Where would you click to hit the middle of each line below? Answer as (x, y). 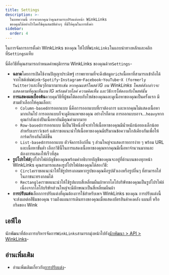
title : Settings (22, 10)
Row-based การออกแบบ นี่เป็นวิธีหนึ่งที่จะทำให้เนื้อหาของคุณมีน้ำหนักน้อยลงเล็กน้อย (90, 125)
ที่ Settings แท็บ (19, 53)
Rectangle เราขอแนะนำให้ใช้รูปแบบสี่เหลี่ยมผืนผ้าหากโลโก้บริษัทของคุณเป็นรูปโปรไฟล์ (92, 182)
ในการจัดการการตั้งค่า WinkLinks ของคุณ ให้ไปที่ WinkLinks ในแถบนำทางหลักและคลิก (79, 48)
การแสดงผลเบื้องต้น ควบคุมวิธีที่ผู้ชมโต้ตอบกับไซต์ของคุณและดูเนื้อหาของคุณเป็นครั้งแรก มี (86, 96)
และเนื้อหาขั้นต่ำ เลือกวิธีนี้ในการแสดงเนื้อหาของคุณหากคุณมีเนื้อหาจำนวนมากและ (87, 148)
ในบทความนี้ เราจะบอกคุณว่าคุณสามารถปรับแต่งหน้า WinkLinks (58, 19)
